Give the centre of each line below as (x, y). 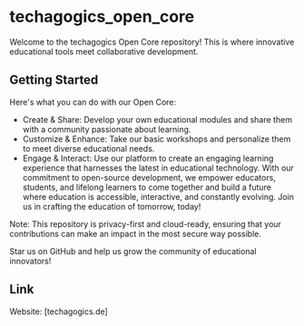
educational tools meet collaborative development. (104, 51)
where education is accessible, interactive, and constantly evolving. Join (158, 196)
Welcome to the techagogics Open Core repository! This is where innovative (152, 42)
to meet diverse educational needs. (88, 148)
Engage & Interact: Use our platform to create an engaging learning (148, 158)
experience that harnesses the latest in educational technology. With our (158, 168)
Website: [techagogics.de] (59, 311)
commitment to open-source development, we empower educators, (149, 177)
